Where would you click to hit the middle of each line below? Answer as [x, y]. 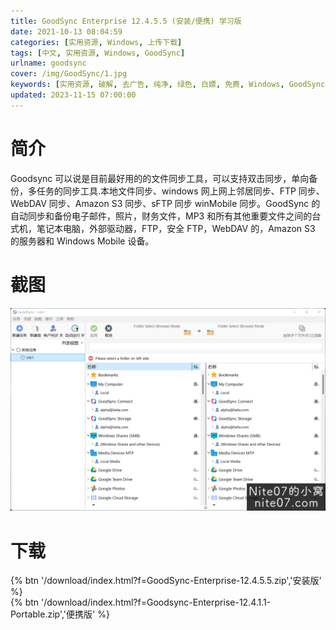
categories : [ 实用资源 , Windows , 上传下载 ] [96, 42]
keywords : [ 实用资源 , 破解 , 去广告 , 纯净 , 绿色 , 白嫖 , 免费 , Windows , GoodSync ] [170, 85]
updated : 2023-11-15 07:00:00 [73, 95]
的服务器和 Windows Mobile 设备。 [82, 241]
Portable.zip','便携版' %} [60, 614]
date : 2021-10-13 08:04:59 [66, 31]
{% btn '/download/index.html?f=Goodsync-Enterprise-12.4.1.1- [141, 602]
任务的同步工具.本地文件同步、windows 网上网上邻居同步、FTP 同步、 [180, 191]
